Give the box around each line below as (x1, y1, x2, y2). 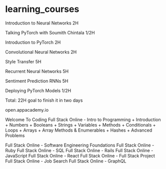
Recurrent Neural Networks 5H (5, 68, 69, 74)
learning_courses (5, 3, 79, 15)
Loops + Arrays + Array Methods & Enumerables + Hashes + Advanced (5, 127, 152, 133)
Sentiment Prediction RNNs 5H (5, 78, 68, 84)
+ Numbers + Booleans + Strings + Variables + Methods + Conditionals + (5, 122, 156, 128)
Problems (5, 132, 25, 138)
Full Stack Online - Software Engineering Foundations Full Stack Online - (5, 142, 154, 148)
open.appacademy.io (5, 107, 49, 113)
